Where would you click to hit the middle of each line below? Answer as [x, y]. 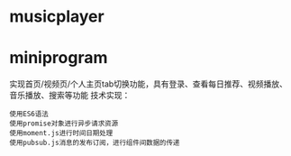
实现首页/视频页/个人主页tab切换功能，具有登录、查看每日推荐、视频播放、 [149, 84]
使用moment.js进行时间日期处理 [61, 133]
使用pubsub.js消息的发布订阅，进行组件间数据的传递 [95, 143]
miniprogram [59, 58]
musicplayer [57, 17]
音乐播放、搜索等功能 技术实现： [70, 96]
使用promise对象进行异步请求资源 [64, 124]
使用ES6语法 [29, 115]
